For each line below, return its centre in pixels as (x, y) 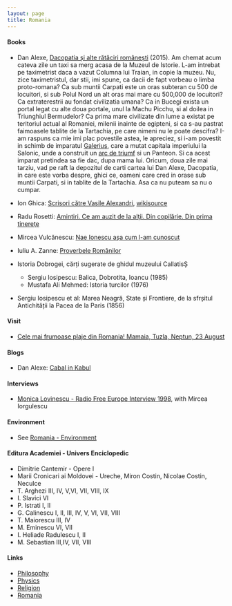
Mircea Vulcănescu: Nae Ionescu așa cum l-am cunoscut (98, 237)
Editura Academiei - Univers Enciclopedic (68, 453)
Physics (28, 580)
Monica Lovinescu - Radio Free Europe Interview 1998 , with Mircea (113, 399)
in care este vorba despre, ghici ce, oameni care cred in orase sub (112, 175)
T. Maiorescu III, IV (44, 520)
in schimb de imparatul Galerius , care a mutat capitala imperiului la (112, 145)
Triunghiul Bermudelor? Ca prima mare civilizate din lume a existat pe (116, 116)
